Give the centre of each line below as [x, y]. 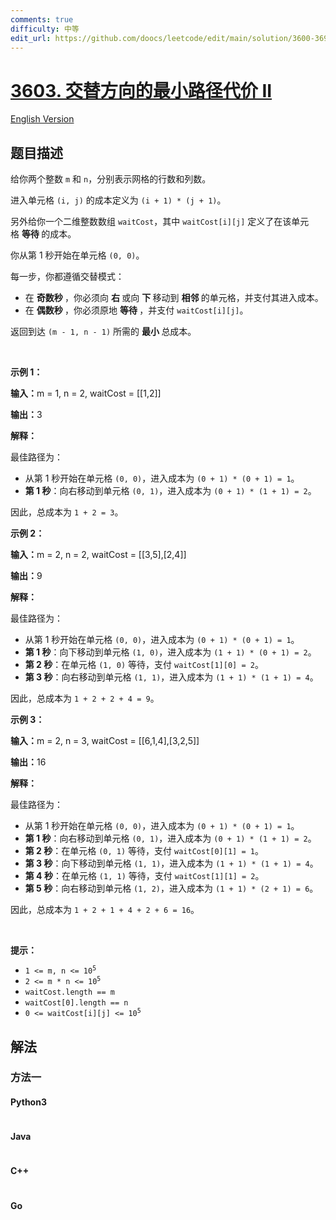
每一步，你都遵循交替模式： [67, 277]
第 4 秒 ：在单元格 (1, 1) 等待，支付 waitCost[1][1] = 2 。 [144, 876]
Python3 [28, 1102]
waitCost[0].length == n [76, 1003]
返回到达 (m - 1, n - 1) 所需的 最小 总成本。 [103, 332]
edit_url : [31, 38]
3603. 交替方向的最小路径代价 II [141, 90]
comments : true [42, 19]
